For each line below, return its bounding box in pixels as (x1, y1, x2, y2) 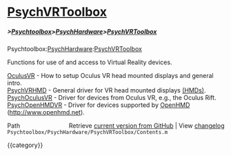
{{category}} (7, 141, 43, 149)
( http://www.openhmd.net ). (7, 108, 85, 117)
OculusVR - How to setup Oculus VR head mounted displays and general (7, 72, 214, 80)
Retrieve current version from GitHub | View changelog (68, 121, 225, 130)
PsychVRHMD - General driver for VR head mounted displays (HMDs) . (7, 86, 206, 95)
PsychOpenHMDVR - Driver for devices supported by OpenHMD (7, 101, 190, 109)
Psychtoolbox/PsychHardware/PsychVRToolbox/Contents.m (7, 129, 168, 136)
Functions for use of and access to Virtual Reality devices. (7, 58, 172, 66)
